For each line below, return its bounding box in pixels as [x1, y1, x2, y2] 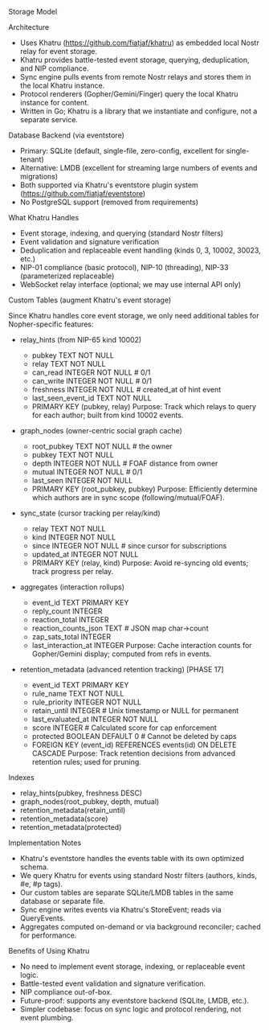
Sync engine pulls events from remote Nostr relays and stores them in [19, 72, 251, 81]
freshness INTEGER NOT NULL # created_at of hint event [31, 385, 222, 394]
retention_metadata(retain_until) [19, 806, 126, 815]
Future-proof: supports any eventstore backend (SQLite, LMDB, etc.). [19, 996, 249, 1005]
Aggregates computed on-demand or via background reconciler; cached [19, 922, 261, 931]
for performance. [19, 930, 77, 940]
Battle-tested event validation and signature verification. [19, 979, 206, 988]
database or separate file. [19, 897, 106, 905]
